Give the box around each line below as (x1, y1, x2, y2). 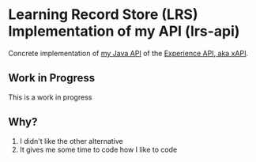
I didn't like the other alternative (19, 136, 124, 145)
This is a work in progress (8, 92, 92, 102)
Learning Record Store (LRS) (8, 6, 198, 24)
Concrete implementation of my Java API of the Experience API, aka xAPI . (8, 48, 249, 58)
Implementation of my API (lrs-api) (8, 22, 240, 40)
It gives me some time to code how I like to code (19, 145, 178, 154)
